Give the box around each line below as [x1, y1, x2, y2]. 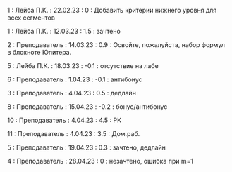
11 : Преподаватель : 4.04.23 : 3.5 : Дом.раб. [7, 130, 140, 138]
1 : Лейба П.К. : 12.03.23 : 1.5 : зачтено [7, 27, 121, 35]
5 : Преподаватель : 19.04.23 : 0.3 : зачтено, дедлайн [7, 143, 166, 152]
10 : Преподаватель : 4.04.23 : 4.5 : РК [7, 116, 122, 124]
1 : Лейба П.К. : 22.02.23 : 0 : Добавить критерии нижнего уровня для [7, 6, 217, 14]
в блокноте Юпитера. [7, 48, 72, 56]
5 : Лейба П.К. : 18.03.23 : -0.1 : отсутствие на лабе [7, 62, 159, 70]
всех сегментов [7, 13, 55, 22]
